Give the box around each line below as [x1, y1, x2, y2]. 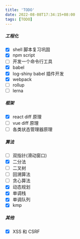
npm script [12, 52, 35, 58]
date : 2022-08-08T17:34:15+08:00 [5, 12, 75, 17]
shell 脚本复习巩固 [12, 46, 50, 53]
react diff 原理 [12, 114, 42, 120]
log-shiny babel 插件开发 [12, 70, 64, 76]
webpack [12, 76, 32, 82]
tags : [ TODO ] [5, 17, 33, 22]
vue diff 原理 [12, 120, 39, 126]
